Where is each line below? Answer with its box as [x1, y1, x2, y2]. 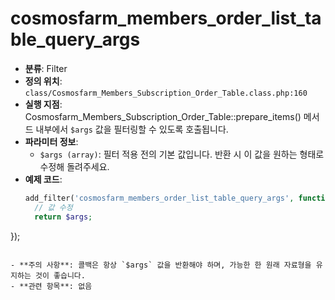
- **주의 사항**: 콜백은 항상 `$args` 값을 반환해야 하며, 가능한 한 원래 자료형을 [10, 260, 312, 270]
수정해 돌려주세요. [39, 160, 110, 172]
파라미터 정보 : [24, 135, 79, 147]
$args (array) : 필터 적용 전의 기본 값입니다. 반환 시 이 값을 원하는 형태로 [39, 148, 325, 160]
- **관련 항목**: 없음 [10, 281, 93, 291]
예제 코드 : [24, 173, 63, 185]
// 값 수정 [34, 202, 73, 212]
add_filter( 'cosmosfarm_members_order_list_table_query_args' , [24, 193, 295, 203]
